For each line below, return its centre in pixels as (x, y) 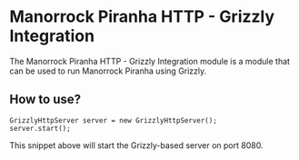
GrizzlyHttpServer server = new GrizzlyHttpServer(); (114, 120)
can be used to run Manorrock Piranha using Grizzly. (108, 71)
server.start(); (40, 128)
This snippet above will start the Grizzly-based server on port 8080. (136, 145)
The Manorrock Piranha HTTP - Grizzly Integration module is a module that (150, 61)
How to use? (45, 100)
